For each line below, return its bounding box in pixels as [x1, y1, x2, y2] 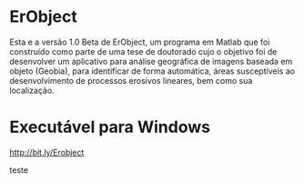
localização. [9, 85, 55, 96]
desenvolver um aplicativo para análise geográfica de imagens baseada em [9, 56, 293, 66]
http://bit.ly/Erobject [9, 147, 85, 158]
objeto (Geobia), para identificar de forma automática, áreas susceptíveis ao [9, 66, 296, 76]
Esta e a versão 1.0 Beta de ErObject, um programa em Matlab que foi [9, 36, 270, 47]
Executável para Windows [9, 117, 211, 137]
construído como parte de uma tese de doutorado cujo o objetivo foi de [9, 46, 278, 56]
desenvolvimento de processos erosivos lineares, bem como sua [9, 75, 253, 86]
